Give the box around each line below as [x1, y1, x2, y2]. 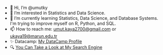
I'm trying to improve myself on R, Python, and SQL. [9, 20, 116, 26]
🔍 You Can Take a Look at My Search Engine [9, 45, 103, 50]
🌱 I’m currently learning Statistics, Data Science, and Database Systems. [9, 15, 159, 21]
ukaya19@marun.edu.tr [9, 33, 58, 39]
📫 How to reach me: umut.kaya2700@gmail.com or [9, 26, 116, 32]
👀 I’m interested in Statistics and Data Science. [9, 10, 106, 16]
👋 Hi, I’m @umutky [9, 5, 48, 10]
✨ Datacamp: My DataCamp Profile [9, 39, 82, 44]
